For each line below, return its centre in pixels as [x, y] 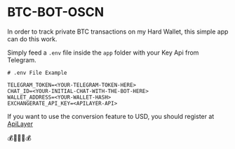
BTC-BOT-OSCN [56, 12]
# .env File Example [38, 73]
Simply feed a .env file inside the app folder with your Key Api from [103, 52]
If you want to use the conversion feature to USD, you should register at [111, 116]
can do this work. [32, 38]
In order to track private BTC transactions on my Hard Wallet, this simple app [118, 31]
